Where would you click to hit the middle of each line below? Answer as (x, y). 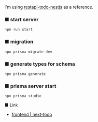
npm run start (19, 30)
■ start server (22, 19)
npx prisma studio (23, 96)
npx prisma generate (25, 74)
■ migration (19, 42)
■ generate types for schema (40, 64)
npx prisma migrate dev (28, 52)
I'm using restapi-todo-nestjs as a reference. (49, 7)
